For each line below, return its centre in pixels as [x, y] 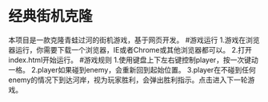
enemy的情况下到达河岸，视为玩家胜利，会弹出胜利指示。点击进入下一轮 [128, 80]
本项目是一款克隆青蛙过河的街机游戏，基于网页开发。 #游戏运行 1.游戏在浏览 [134, 40]
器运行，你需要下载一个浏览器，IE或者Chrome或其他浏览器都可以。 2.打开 [130, 49]
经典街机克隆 [51, 16]
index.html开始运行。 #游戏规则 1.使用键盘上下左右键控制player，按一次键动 [133, 60]
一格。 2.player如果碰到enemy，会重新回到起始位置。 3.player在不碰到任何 [132, 69]
